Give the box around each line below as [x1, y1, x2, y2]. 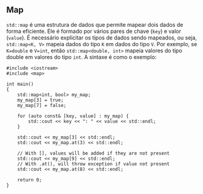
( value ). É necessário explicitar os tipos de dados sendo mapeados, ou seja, [6, 33, 198, 41]
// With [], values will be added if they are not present [17, 150, 170, 156]
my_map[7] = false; [17, 102, 67, 108]
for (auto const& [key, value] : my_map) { [17, 113, 129, 119]
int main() [6, 81, 34, 87]
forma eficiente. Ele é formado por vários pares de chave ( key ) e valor [6, 27, 181, 35]
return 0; [17, 176, 43, 183]
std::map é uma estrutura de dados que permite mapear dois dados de [6, 21, 184, 28]
